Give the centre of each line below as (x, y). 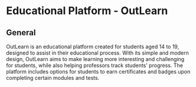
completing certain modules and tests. (53, 78)
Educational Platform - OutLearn (87, 11)
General (21, 33)
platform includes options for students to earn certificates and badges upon (98, 71)
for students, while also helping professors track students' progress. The (94, 65)
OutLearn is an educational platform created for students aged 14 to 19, (93, 46)
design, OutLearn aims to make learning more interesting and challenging (95, 59)
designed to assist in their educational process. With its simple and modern (97, 53)
